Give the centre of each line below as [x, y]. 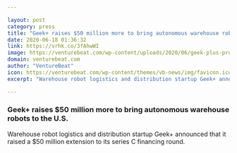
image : [17, 53]
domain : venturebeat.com [44, 60]
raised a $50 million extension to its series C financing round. [96, 141]
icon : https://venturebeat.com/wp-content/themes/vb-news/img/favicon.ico [120, 72]
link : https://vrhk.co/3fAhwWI [53, 47]
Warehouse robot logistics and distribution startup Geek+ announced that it [117, 134]
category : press [31, 26]
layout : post [26, 20]
